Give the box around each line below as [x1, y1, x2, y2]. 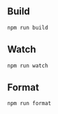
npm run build [7, 24, 49, 31]
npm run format [7, 100, 52, 107]
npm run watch [7, 62, 49, 69]
